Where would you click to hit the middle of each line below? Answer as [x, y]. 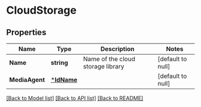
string [59, 63]
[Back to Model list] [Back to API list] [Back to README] [75, 98]
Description [118, 49]
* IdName [64, 80]
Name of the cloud [109, 59]
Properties [26, 32]
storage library [103, 66]
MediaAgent [27, 80]
